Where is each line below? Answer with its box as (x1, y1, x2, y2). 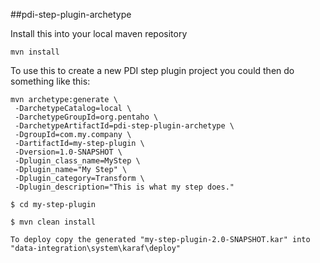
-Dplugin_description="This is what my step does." (14, 182, 235, 192)
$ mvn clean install (10, 217, 97, 227)
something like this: (10, 75, 91, 87)
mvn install (10, 47, 60, 57)
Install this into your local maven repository (10, 28, 188, 39)
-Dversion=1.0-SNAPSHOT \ (14, 147, 123, 157)
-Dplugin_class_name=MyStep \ (14, 156, 141, 166)
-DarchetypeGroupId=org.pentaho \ (14, 112, 159, 122)
